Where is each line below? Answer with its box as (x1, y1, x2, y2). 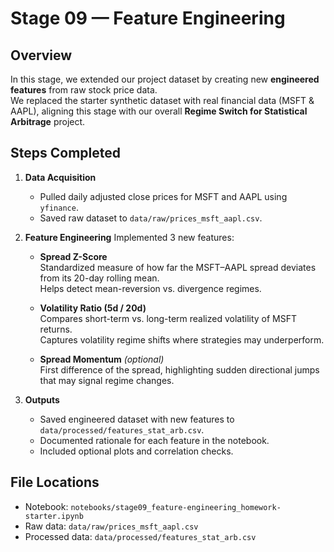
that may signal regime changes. (39, 374, 175, 386)
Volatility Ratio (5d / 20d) (39, 302, 147, 314)
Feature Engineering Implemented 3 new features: (24, 231, 235, 243)
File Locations (10, 474, 100, 491)
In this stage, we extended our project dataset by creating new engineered (10, 73, 320, 85)
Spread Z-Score (39, 250, 108, 262)
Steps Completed (10, 145, 121, 162)
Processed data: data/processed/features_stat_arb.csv (24, 530, 257, 542)
